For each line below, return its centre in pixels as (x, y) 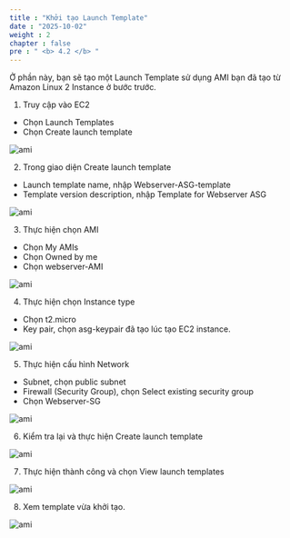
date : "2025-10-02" (49, 26)
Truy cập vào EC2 (56, 105)
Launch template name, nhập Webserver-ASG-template (127, 185)
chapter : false (40, 43)
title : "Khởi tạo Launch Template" (79, 18)
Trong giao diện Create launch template (97, 167)
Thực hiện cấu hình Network (76, 364)
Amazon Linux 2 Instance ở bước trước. (83, 87)
